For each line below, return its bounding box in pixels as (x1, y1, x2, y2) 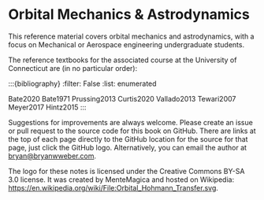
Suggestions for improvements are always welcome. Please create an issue (8, 117, 254, 127)
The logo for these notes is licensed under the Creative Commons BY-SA (8, 166, 245, 176)
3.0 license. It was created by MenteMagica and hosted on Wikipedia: (8, 175, 235, 184)
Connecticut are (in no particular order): (8, 63, 138, 72)
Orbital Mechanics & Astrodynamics (8, 6, 250, 24)
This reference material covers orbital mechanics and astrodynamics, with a (8, 31, 255, 41)
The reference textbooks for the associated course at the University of (8, 55, 237, 65)
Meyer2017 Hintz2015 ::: (8, 102, 87, 112)
